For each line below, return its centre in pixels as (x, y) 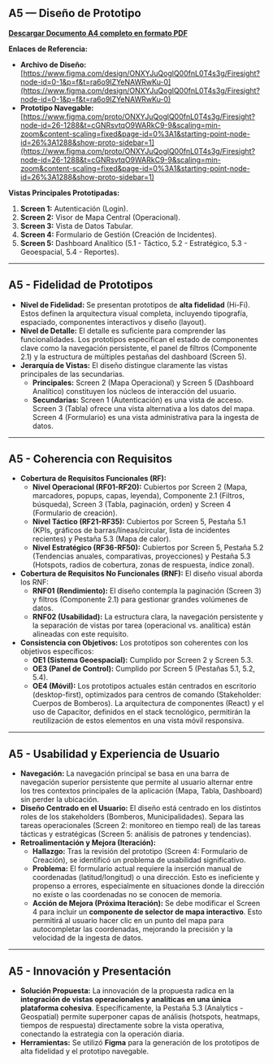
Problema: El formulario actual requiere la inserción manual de (137, 869)
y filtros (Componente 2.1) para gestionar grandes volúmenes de (140, 600)
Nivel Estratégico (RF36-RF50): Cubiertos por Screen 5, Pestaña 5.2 (148, 548)
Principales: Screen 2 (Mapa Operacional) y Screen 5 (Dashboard (143, 383)
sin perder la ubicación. (60, 799)
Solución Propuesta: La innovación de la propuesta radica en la (127, 991)
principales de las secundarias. (72, 374)
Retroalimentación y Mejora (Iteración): (88, 843)
